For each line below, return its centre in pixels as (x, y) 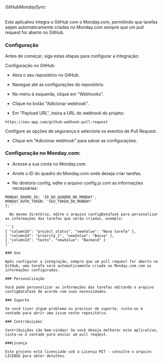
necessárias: (25, 188)
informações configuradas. (32, 270)
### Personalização (25, 279)
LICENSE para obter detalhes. (36, 356)
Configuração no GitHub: (30, 65)
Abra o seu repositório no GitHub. (46, 75)
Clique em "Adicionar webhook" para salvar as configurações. (75, 140)
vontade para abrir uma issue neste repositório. (57, 313)
